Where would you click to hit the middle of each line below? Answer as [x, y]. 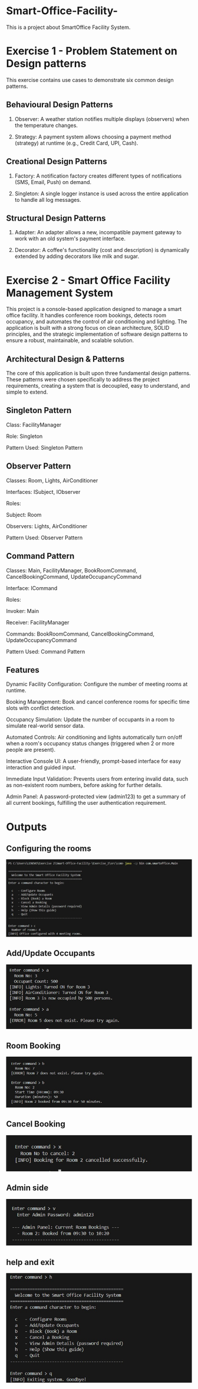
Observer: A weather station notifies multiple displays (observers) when [102, 119]
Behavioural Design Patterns [60, 105]
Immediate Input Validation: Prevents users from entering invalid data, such [97, 779]
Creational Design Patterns [57, 161]
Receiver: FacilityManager [38, 622]
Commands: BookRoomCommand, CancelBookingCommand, [80, 634]
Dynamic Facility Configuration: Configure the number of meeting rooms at [97, 684]
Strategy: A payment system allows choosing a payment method [93, 136]
